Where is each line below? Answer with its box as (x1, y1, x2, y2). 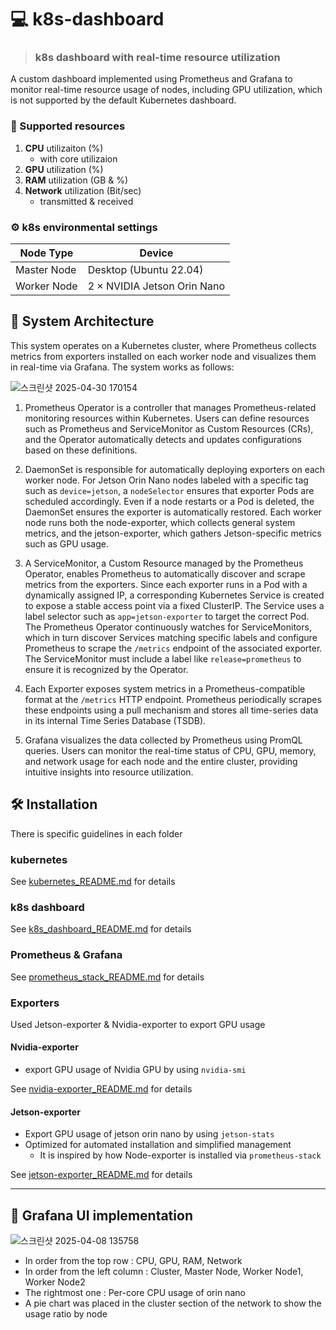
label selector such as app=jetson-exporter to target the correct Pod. (24, 610, 310, 622)
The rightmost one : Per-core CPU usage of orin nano (24, 1287, 246, 1299)
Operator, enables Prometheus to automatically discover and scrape (24, 567, 306, 580)
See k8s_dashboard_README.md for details (10, 923, 192, 935)
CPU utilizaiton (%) (24, 142, 104, 154)
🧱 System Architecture (10, 313, 155, 330)
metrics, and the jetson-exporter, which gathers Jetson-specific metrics (24, 527, 322, 539)
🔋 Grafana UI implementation (10, 1207, 193, 1224)
